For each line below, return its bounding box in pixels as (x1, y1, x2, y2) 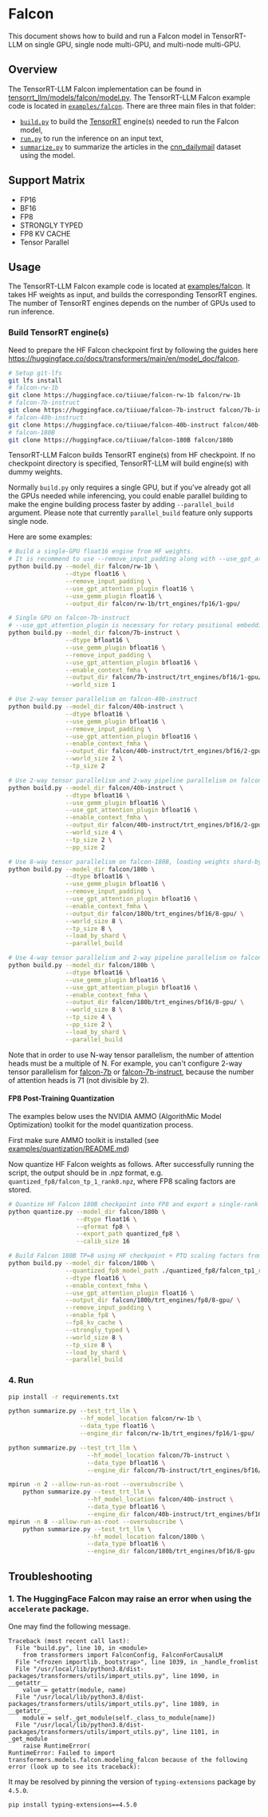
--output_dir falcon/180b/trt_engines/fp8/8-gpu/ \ (65, 1296, 241, 1304)
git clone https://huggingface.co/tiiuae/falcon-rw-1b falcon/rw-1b (8, 391, 241, 399)
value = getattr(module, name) (22, 1686, 127, 1694)
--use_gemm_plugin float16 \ (65, 592, 162, 600)
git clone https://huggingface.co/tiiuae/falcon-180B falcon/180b (8, 436, 234, 444)
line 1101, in (172, 1728, 219, 1736)
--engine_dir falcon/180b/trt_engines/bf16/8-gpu (86, 1547, 255, 1556)
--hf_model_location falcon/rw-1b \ (79, 1414, 202, 1422)
